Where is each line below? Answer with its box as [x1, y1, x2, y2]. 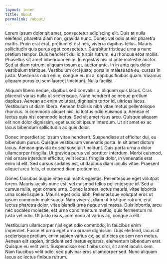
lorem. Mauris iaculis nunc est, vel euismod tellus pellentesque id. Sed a [5, 181, 153, 187]
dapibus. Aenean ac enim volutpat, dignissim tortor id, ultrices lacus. [5, 98, 146, 104]
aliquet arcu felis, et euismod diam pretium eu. [5, 166, 101, 172]
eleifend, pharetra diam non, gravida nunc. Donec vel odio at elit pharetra [5, 35, 156, 41]
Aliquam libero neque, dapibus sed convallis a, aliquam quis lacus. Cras [5, 88, 152, 94]
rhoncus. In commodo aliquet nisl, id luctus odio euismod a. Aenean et [5, 109, 150, 115]
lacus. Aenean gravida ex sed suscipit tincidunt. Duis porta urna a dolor [5, 145, 152, 151]
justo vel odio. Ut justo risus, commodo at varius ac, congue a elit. [5, 213, 141, 219]
